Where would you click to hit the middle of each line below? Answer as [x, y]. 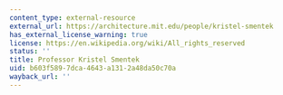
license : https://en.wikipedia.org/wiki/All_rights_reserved [127, 43]
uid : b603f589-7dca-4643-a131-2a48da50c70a [93, 69]
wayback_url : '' [40, 77]
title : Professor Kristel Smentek [75, 60]
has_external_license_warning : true [78, 34]
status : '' [30, 52]
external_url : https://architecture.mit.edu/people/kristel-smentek [141, 26]
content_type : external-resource [73, 18]
